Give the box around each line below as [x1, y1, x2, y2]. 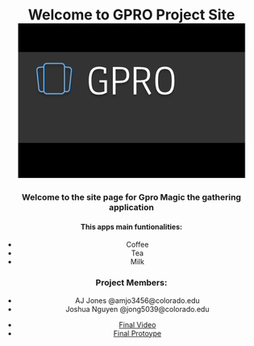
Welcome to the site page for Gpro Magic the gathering [21, 192, 242, 203]
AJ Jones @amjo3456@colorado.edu [75, 295, 200, 305]
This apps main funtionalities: [80, 222, 183, 231]
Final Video [119, 319, 156, 329]
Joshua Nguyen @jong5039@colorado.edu [65, 304, 210, 314]
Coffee [126, 240, 149, 250]
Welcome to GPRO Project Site [27, 6, 235, 24]
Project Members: [95, 277, 168, 289]
